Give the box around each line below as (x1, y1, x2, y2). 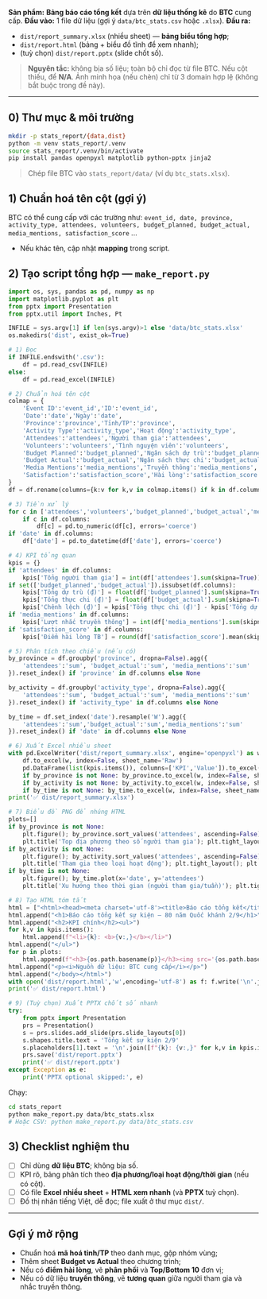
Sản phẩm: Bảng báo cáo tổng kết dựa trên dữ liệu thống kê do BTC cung (8, 8, 252, 17)
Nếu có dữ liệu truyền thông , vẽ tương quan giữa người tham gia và (19, 1274, 242, 1283)
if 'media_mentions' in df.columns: (8, 611, 130, 619)
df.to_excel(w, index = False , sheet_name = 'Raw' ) (22, 757, 183, 765)
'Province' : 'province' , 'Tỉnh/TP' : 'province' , (22, 420, 176, 428)
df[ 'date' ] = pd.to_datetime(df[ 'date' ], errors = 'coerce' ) (22, 537, 222, 545)
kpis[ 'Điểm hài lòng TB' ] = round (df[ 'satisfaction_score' (22, 633, 222, 641)
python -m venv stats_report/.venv (8, 139, 126, 147)
